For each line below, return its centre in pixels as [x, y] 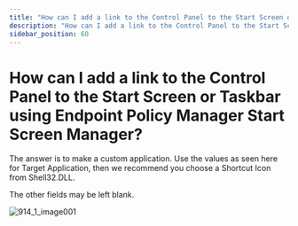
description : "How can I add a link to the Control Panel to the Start [144, 26]
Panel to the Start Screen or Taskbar [145, 96]
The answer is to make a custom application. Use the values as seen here [143, 159]
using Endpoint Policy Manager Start [147, 115]
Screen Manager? [76, 134]
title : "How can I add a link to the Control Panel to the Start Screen [146, 17]
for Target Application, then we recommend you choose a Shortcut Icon [140, 168]
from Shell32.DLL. [42, 177]
